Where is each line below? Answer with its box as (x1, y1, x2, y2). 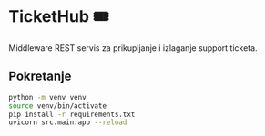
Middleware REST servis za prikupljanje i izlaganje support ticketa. (8, 42, 258, 53)
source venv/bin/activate (8, 101, 107, 111)
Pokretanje (8, 69, 72, 84)
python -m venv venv (8, 92, 87, 102)
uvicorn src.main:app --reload (8, 118, 127, 127)
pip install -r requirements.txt (8, 110, 136, 119)
